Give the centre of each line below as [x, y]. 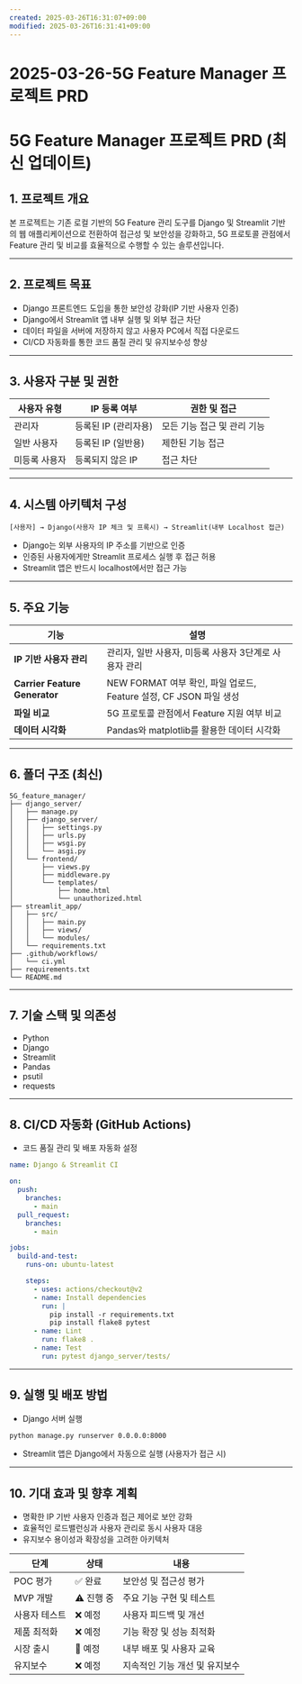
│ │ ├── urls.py [48, 835]
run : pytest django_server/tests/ [106, 1356]
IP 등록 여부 [114, 409]
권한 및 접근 [213, 409]
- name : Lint [58, 1331]
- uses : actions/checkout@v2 [88, 1289]
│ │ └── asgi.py [48, 851]
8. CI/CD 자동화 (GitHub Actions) [100, 1124]
